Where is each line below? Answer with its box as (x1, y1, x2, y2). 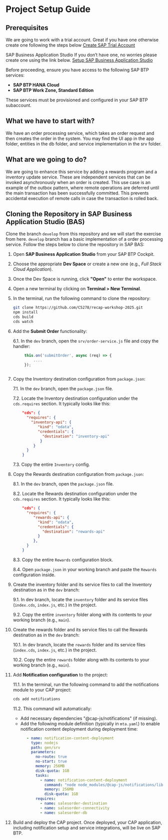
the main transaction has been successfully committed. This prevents (5, 190, 149, 196)
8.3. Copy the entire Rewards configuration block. (12, 557, 113, 563)
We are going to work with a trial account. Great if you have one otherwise (5, 37, 159, 43)
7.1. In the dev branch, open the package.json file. (12, 386, 113, 392)
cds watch (12, 319, 34, 324)
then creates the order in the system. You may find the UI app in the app (5, 135, 154, 141)
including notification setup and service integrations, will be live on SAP (12, 824, 160, 830)
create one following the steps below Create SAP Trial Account (5, 42, 135, 48)
